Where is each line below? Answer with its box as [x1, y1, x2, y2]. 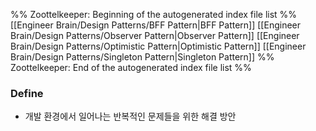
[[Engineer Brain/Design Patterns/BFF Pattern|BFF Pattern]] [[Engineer [10, 19, 302, 31]
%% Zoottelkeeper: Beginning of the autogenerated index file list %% [10, 9, 298, 20]
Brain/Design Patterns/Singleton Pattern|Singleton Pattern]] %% [10, 51, 275, 63]
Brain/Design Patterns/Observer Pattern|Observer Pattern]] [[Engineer [10, 30, 300, 41]
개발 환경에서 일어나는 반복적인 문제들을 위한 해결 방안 [24, 110, 237, 123]
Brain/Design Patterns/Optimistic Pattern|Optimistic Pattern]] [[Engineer [10, 40, 307, 52]
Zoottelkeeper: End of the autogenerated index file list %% [10, 62, 252, 73]
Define [10, 86, 44, 100]
